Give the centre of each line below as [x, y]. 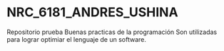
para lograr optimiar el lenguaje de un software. [77, 39]
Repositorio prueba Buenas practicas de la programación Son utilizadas [112, 32]
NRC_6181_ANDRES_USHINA [93, 12]
